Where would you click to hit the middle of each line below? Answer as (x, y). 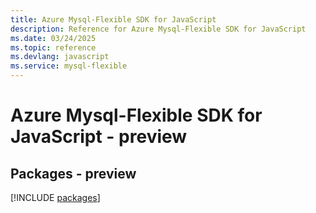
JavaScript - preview (99, 137)
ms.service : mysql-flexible (69, 66)
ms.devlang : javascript (60, 57)
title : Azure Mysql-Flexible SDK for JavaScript (113, 19)
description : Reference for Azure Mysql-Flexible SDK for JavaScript (158, 29)
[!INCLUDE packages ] (55, 197)
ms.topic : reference (53, 47)
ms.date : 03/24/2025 (53, 38)
